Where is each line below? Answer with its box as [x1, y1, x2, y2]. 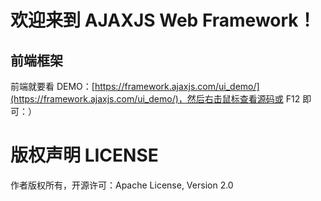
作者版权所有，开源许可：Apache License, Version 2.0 [10, 179, 234, 191]
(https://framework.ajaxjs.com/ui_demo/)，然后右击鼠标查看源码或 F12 [10, 93, 301, 105]
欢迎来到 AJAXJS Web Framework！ [10, 9, 317, 32]
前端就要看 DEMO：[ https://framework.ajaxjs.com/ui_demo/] [10, 81, 260, 92]
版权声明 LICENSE [10, 144, 159, 167]
